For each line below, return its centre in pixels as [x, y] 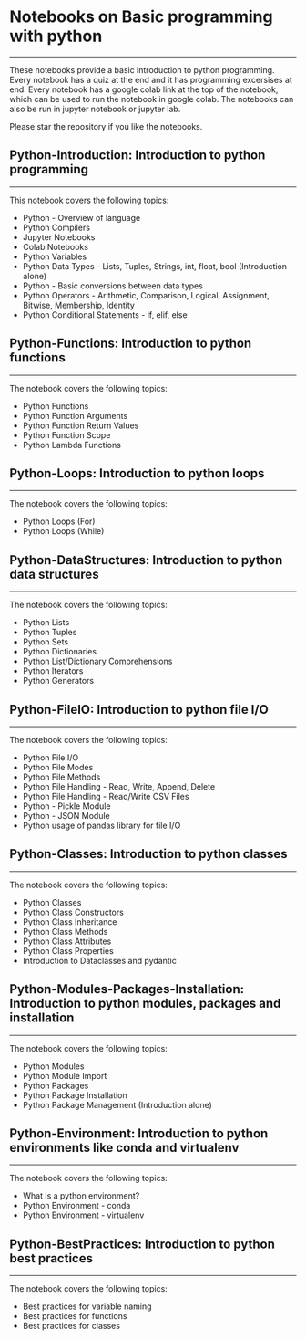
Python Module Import [65, 1075]
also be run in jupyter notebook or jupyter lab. [95, 109]
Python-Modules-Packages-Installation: [127, 989]
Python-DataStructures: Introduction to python [146, 560]
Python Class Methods [65, 931]
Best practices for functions [75, 1316]
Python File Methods [61, 777]
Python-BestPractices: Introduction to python [143, 1244]
